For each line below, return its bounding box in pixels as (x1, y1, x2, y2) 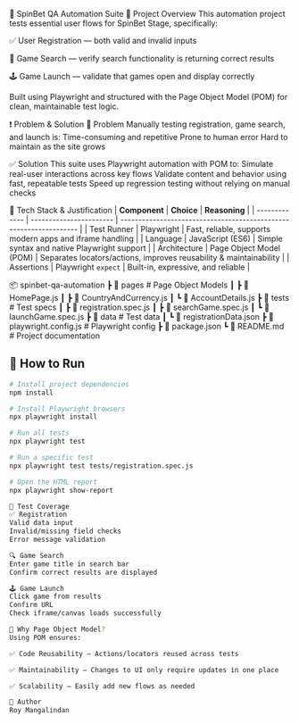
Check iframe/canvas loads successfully (9, 609, 162, 618)
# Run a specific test (9, 454, 94, 462)
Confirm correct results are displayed (9, 568, 158, 577)
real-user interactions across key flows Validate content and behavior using (9, 169, 287, 179)
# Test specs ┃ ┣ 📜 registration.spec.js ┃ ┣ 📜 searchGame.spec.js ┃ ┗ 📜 (9, 302, 270, 312)
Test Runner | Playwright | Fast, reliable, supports (88, 224, 270, 234)
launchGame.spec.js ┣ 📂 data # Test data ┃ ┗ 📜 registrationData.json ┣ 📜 (9, 312, 275, 321)
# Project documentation (9, 330, 101, 341)
